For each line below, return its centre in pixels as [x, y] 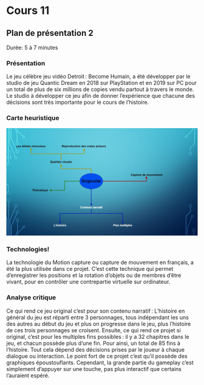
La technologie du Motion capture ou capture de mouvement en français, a [100, 262]
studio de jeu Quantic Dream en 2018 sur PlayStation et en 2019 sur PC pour [102, 83]
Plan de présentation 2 [50, 33]
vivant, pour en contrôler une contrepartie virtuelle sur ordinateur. [88, 282]
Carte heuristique [33, 118]
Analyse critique [31, 298]
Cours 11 [28, 11]
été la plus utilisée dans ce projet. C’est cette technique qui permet [90, 269]
